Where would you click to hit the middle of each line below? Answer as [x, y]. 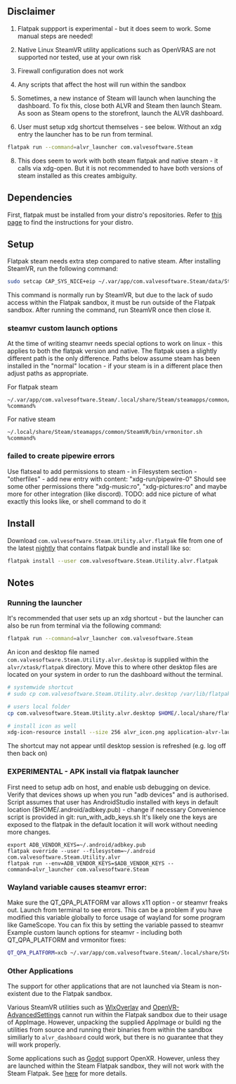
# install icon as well [42, 726]
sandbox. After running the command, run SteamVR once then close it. [110, 310]
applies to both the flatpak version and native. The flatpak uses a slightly [112, 351]
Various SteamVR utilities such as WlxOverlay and [79, 1007]
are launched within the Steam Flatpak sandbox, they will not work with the [116, 1066]
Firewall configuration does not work [71, 70]
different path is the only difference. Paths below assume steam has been [114, 359]
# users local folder [39, 706]
